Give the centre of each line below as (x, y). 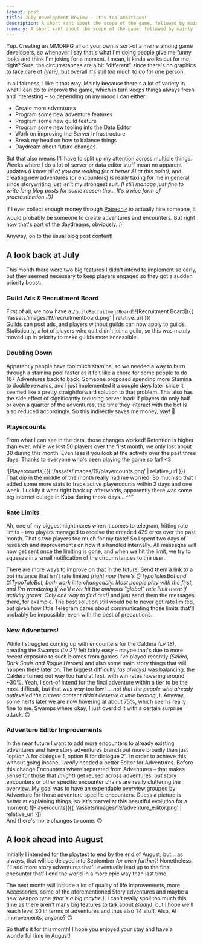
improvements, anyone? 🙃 (40, 917)
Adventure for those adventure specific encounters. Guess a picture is (94, 795)
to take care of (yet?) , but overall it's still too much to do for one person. (96, 72)
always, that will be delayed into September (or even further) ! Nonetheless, (100, 860)
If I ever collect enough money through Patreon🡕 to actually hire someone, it (101, 209)
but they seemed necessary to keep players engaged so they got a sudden (100, 276)
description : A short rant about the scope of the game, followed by (96, 23)
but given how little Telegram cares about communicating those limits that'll (100, 608)
